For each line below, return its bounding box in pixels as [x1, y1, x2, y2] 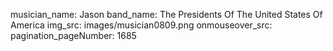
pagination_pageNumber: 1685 [10, 30, 137, 41]
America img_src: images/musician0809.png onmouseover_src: [10, 19, 273, 31]
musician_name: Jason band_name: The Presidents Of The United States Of [10, 9, 323, 20]
